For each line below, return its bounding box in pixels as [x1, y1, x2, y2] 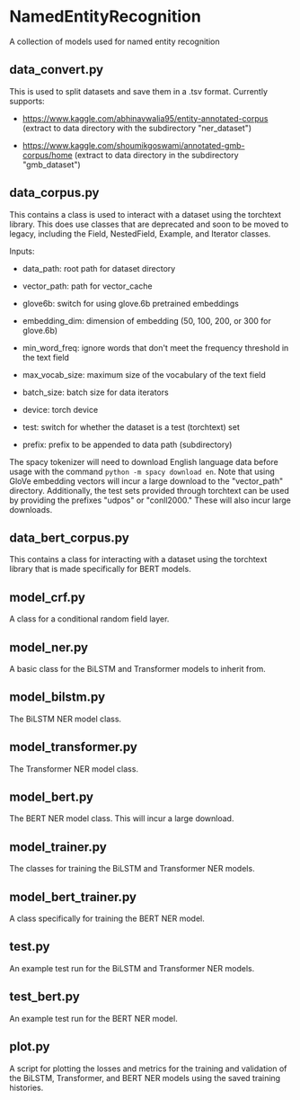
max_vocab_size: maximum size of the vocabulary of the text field [22, 369, 267, 380]
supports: [9, 95, 45, 106]
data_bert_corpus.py [9, 530, 130, 545]
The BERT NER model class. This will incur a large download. [9, 813, 234, 824]
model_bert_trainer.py [9, 889, 137, 905]
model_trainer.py [9, 839, 108, 854]
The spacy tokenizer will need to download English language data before [9, 456, 278, 467]
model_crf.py [9, 589, 85, 604]
